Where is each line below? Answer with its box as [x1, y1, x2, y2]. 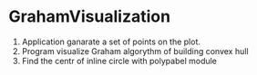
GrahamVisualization [8, 6, 170, 27]
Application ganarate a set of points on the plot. [21, 36, 201, 47]
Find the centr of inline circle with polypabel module [21, 55, 218, 66]
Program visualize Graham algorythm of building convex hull [21, 45, 249, 56]
